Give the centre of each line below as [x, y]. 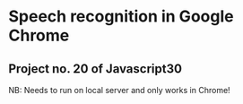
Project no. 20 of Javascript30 [95, 69]
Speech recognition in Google [121, 17]
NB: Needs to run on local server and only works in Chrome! [119, 90]
